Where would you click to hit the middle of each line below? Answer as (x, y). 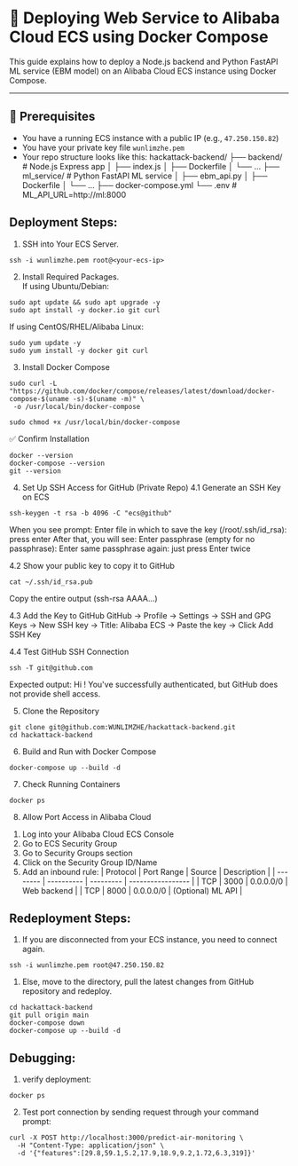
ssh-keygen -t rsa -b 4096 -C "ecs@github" (91, 513)
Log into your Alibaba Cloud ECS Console (98, 834)
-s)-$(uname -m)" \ (108, 398)
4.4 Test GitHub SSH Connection (69, 651)
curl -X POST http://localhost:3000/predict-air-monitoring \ (126, 1138)
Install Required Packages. (71, 276)
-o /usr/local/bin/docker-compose (77, 406)
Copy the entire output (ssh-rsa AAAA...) (83, 598)
